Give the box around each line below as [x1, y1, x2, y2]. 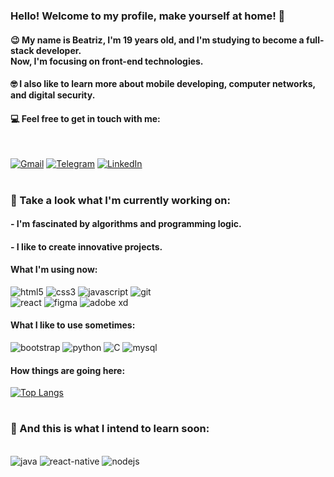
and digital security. [10, 89, 96, 101]
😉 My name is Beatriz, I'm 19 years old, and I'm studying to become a [10, 34, 305, 46]
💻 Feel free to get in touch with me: [10, 112, 161, 124]
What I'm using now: [10, 264, 98, 276]
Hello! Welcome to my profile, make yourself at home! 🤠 [10, 9, 286, 23]
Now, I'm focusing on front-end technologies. [10, 55, 204, 67]
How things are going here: [10, 364, 126, 376]
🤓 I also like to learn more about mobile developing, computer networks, [10, 78, 316, 90]
